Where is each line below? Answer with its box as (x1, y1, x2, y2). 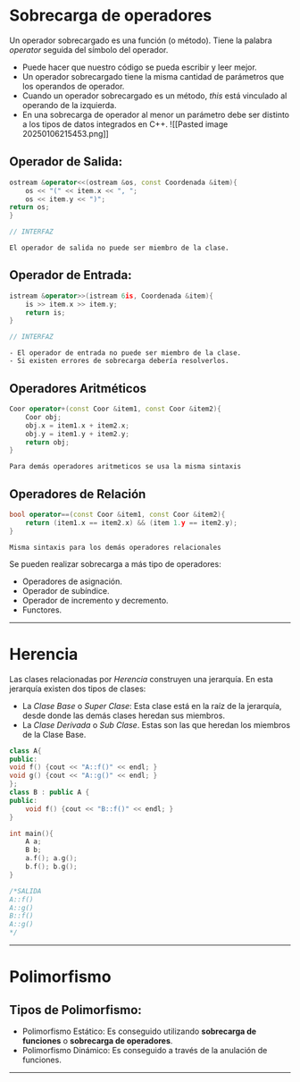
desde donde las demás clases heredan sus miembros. (21, 710, 226, 721)
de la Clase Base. (21, 729, 87, 740)
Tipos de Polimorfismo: (9, 1002, 143, 1018)
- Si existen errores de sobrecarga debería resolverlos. (9, 357, 229, 366)
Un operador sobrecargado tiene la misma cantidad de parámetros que (21, 71, 284, 81)
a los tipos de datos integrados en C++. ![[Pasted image (21, 118, 229, 130)
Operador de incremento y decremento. (21, 595, 169, 605)
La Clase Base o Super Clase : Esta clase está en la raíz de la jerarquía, (21, 700, 282, 711)
